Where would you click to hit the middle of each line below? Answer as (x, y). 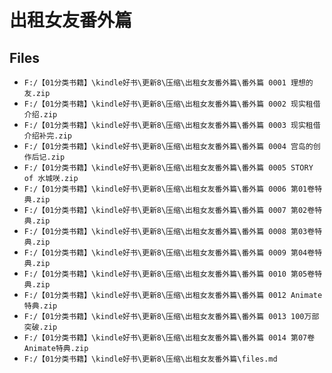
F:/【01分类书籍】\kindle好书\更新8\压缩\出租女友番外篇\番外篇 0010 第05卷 (169, 274)
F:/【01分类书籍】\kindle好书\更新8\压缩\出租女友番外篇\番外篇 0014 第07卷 (169, 338)
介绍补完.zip (47, 136)
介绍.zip (40, 115)
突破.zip (40, 327)
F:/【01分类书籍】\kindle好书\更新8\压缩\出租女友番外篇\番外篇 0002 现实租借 (172, 104)
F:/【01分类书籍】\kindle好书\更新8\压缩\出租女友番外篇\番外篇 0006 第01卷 (169, 189)
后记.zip (48, 157)
